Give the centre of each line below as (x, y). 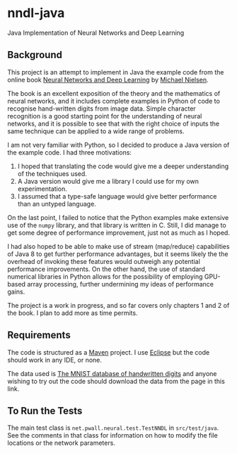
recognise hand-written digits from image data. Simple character (102, 109)
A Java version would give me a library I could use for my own (108, 181)
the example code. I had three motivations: (70, 152)
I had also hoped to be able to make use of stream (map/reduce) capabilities (118, 246)
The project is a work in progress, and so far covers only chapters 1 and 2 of (118, 305)
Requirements (39, 335)
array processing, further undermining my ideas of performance (121, 284)
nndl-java (36, 13)
